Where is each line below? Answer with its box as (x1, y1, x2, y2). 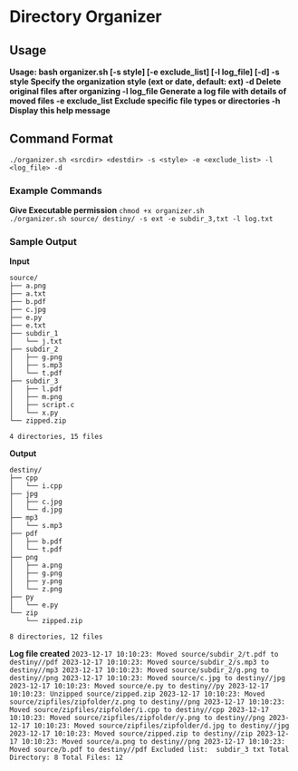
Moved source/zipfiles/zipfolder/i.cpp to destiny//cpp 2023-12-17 (9, 706, 270, 715)
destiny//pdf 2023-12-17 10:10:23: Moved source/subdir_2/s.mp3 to (9, 658, 270, 668)
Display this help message (9, 105, 111, 115)
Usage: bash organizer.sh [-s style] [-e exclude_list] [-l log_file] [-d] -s (9, 66, 280, 77)
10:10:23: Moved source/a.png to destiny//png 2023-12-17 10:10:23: (21, 737, 285, 747)
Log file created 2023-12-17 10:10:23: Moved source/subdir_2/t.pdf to (9, 649, 279, 659)
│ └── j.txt (9, 337, 63, 346)
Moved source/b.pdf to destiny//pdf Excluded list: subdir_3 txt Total (9, 746, 290, 755)
